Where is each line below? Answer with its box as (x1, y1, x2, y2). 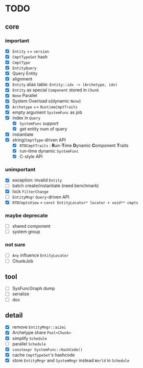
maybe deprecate (5, 212, 48, 219)
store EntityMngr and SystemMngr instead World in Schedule (12, 357, 130, 363)
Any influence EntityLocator (12, 252, 69, 258)
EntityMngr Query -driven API (12, 194, 70, 200)
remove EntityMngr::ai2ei (12, 324, 66, 330)
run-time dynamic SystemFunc (19, 148, 79, 154)
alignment (12, 76, 33, 82)
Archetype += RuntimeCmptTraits (12, 104, 78, 109)
